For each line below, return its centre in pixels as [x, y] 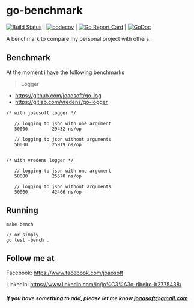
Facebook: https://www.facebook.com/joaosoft [65, 273]
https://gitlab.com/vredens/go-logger [61, 102]
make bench [20, 224]
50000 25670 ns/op [48, 176]
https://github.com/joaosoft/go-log [58, 95]
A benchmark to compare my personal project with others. [79, 38]
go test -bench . [28, 240]
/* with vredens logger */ [40, 160]
